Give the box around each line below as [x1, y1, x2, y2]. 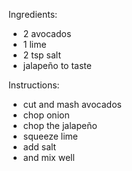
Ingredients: [8, 9, 58, 20]
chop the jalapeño [22, 120, 98, 131]
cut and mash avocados [22, 99, 122, 110]
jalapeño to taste [22, 60, 92, 71]
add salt [22, 141, 57, 153]
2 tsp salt [22, 49, 62, 61]
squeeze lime [22, 130, 78, 142]
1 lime [22, 39, 47, 50]
